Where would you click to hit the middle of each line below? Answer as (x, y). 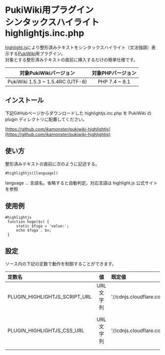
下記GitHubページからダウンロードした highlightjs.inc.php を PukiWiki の (78, 113)
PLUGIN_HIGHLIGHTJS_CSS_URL (46, 331)
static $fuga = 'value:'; (42, 226)
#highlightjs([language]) (31, 173)
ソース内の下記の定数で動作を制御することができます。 (61, 264)
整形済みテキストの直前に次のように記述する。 (52, 164)
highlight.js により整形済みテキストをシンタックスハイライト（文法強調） (78, 47)
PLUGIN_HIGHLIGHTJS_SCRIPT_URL (50, 297)
